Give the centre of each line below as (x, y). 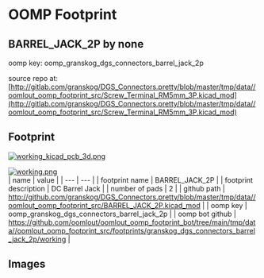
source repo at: (33, 78)
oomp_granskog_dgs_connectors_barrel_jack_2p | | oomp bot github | (122, 214)
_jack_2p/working (37, 239)
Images (27, 264)
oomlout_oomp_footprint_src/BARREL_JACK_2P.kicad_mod (104, 205)
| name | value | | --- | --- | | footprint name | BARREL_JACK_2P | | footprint (131, 180)
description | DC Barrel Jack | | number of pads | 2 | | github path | (117, 188)
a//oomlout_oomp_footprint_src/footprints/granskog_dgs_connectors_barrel (132, 230)
